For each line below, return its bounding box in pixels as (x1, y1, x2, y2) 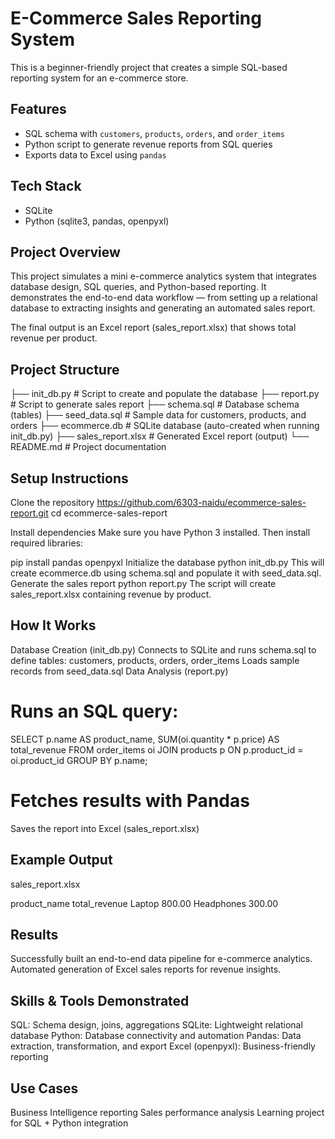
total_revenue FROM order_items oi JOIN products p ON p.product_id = (10, 743, 304, 756)
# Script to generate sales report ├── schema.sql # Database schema (10, 398, 300, 411)
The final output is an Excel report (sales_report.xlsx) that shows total (10, 322, 297, 334)
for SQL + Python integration (10, 1117, 129, 1129)
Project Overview (10, 243, 121, 261)
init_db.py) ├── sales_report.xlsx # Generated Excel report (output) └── (10, 430, 310, 442)
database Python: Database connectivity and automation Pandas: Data (10, 1030, 302, 1042)
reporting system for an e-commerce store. (10, 72, 189, 84)
